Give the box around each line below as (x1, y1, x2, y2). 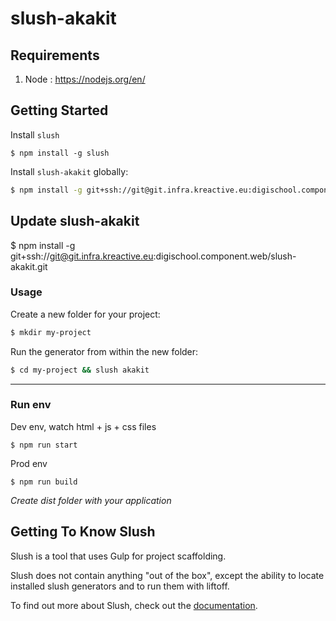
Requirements (10, 47, 100, 64)
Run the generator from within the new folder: (10, 345, 199, 357)
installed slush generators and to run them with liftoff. (10, 580, 230, 592)
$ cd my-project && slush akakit (10, 365, 150, 375)
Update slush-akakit (10, 213, 140, 230)
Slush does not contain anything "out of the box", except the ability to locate (10, 569, 325, 581)
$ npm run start (10, 440, 78, 450)
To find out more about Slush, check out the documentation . (10, 599, 258, 611)
